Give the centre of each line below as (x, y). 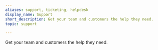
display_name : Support (29, 14)
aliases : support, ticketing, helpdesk (47, 10)
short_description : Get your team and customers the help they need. (80, 19)
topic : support (21, 24)
